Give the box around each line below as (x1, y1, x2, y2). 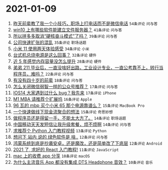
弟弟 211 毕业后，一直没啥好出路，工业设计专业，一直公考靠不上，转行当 (13, 64, 163, 71)
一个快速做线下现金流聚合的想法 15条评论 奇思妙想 (13, 108, 113, 115)
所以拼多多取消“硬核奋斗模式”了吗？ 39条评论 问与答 (13, 33, 118, 39)
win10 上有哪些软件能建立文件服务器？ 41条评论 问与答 (13, 26, 123, 33)
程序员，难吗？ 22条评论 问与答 (13, 71, 74, 77)
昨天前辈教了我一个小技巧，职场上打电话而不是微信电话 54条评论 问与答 (13, 20, 158, 26)
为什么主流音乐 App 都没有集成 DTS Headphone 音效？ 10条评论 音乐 (13, 159, 153, 165)
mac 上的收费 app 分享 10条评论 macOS (13, 152, 90, 159)
